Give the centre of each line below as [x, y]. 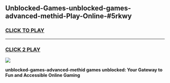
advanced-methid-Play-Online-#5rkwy [69, 16]
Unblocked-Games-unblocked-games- [68, 8]
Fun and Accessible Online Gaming [43, 75]
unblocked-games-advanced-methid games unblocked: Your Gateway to [84, 69]
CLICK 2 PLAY [23, 49]
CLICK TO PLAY [25, 31]
